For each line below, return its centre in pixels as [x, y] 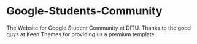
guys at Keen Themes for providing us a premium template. [81, 34]
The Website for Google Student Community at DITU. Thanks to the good [99, 28]
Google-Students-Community [84, 11]
